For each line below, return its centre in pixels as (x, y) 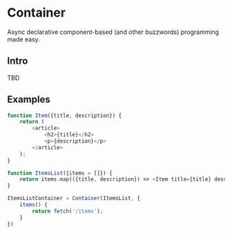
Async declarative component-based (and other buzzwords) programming (113, 32)
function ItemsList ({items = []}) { (60, 173)
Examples (29, 99)
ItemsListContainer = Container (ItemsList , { (74, 199)
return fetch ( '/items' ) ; (68, 211)
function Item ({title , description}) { (65, 116)
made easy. (23, 39)
